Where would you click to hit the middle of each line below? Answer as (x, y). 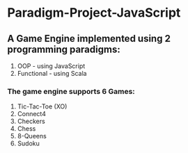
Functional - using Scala (52, 73)
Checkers (31, 121)
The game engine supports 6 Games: (71, 91)
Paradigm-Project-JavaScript (94, 13)
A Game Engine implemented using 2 (89, 39)
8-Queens (32, 136)
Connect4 (32, 114)
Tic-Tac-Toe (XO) (42, 106)
